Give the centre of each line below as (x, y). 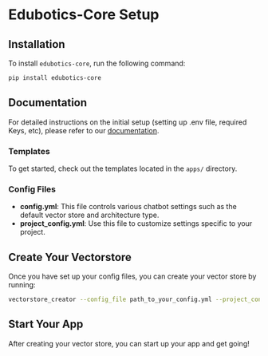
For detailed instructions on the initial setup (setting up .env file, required (128, 122)
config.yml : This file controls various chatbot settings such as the (128, 207)
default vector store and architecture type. (89, 215)
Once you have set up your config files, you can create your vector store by (132, 276)
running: (22, 285)
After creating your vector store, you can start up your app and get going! (129, 343)
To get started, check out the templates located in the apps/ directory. (123, 168)
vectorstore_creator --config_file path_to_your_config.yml (110, 300)
